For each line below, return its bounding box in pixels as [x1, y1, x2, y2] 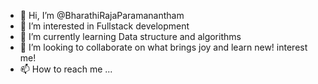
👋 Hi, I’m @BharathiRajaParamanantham [19, 10, 185, 21]
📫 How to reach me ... [19, 63, 113, 75]
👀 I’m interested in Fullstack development [19, 20, 190, 32]
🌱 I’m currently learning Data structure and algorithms [19, 31, 242, 42]
